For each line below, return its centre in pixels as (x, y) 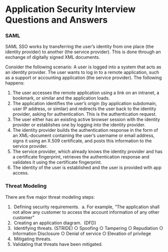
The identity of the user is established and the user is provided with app (87, 167)
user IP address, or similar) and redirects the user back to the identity (84, 109)
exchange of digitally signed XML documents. (53, 57)
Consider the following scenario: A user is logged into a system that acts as (83, 67)
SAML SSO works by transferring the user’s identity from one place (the (80, 47)
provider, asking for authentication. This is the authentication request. (85, 114)
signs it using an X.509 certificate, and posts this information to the (82, 141)
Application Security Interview (70, 9)
